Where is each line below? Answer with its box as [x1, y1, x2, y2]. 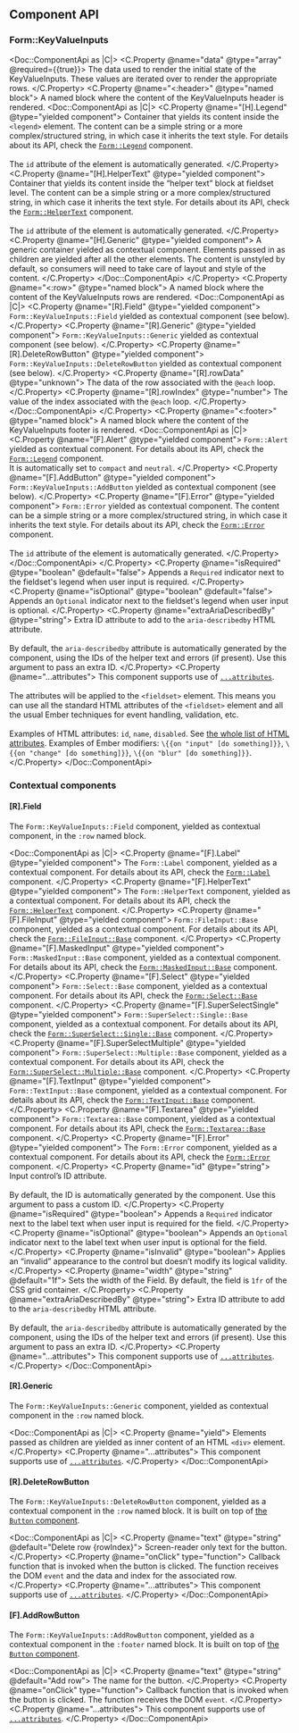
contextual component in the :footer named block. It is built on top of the [9, 1639, 279, 1650]
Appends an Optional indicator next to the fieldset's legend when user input [9, 595, 289, 606]
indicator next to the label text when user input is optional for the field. [9, 1236, 268, 1247]
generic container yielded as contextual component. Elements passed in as [9, 244, 286, 255]
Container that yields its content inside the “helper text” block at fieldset [9, 178, 274, 188]
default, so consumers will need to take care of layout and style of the [9, 263, 266, 273]
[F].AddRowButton [9, 1610, 80, 1620]
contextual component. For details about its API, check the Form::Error [9, 1151, 270, 1162]
